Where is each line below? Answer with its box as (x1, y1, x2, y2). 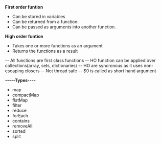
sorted (12, 128, 26, 134)
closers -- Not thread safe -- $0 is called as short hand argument (24, 68, 157, 74)
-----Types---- (5, 78, 36, 83)
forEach (12, 113, 28, 119)
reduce (12, 107, 27, 113)
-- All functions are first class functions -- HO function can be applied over (5, 58, 156, 63)
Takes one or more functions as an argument (12, 43, 103, 48)
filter (12, 103, 22, 108)
